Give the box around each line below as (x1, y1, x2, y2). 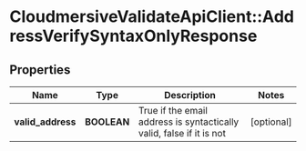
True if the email (138, 105, 208, 116)
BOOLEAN (85, 116, 130, 128)
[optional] (250, 116, 292, 128)
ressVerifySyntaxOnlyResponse (9, 25, 258, 46)
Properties (9, 62, 71, 77)
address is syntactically (138, 116, 240, 128)
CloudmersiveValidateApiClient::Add (9, 6, 294, 27)
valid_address (14, 116, 76, 128)
